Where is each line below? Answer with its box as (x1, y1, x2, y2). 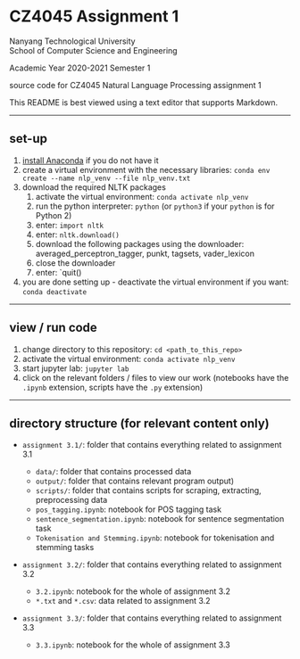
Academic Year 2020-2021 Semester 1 (9, 62, 151, 73)
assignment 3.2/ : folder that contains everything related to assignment (21, 559, 282, 570)
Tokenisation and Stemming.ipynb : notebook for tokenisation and (35, 532, 275, 543)
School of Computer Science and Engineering (9, 45, 178, 55)
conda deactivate (21, 287, 87, 296)
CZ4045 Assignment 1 (9, 6, 179, 27)
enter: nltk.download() (35, 229, 121, 240)
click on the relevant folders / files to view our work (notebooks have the (21, 372, 289, 383)
